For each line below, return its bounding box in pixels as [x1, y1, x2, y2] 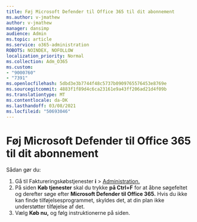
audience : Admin [6, 31, 47, 37]
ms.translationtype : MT [6, 92, 66, 98]
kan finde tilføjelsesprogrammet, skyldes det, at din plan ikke [14, 197, 165, 204]
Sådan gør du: [6, 166, 41, 173]
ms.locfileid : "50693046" [6, 108, 70, 114]
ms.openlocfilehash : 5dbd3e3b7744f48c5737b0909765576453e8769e [6, 81, 167, 87]
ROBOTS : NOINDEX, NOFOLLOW [6, 48, 73, 54]
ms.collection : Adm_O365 [6, 58, 68, 64]
